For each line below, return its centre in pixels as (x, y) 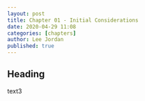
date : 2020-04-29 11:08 (42, 26)
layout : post (26, 14)
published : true (31, 46)
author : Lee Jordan (36, 40)
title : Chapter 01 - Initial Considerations (73, 20)
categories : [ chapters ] (42, 33)
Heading (26, 74)
